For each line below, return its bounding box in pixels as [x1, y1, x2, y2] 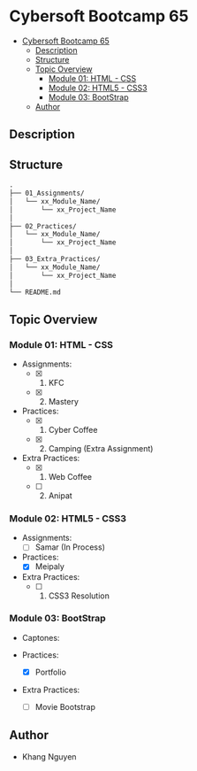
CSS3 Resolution [48, 590, 110, 601]
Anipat [48, 490, 72, 501]
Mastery [48, 397, 80, 407]
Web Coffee [48, 472, 93, 482]
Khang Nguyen [21, 751, 77, 762]
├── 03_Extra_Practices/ [9, 255, 101, 264]
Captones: [21, 632, 60, 643]
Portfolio [34, 667, 66, 677]
